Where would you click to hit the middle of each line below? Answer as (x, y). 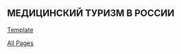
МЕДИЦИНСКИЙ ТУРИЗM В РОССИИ (91, 13)
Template (20, 29)
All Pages (21, 43)
